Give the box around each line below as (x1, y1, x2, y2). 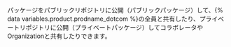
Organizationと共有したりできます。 (7, 32, 111, 40)
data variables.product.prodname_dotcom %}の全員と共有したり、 (7, 15, 199, 23)
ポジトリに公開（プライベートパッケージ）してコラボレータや (25, 23, 204, 31)
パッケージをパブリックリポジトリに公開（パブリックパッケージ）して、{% (7, 6, 224, 14)
